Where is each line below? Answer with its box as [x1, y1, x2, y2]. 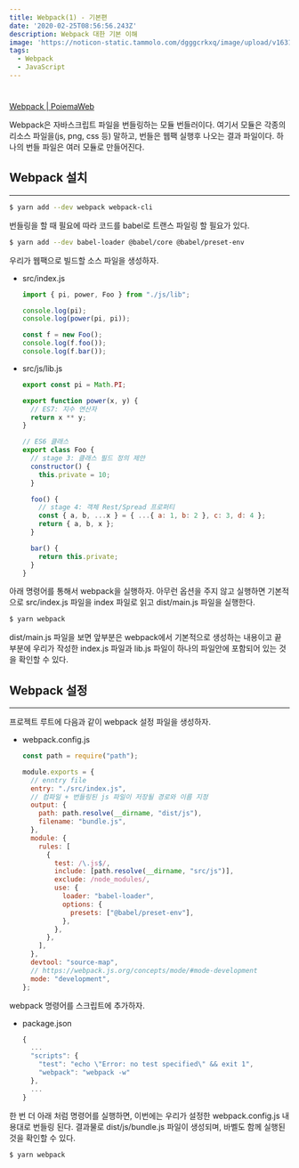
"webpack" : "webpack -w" [38, 1068, 131, 1077]
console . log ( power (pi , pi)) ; [21, 314, 131, 323]
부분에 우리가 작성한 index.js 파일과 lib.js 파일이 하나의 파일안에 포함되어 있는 [9, 643, 278, 654]
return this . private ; [38, 552, 118, 561]
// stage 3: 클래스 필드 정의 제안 [30, 454, 145, 463]
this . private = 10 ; [38, 470, 111, 479]
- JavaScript [17, 63, 66, 72]
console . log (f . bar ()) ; [21, 347, 107, 356]
